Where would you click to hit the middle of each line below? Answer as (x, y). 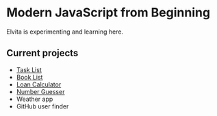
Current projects (42, 53)
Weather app (35, 99)
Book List (29, 77)
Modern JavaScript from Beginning (108, 13)
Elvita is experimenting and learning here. (65, 32)
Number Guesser (40, 91)
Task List (29, 69)
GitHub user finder (42, 106)
